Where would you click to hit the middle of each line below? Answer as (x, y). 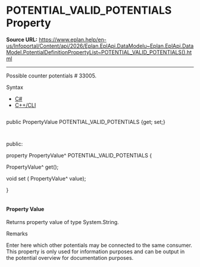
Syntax (15, 87)
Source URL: (22, 39)
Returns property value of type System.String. (62, 222)
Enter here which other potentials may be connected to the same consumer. (99, 246)
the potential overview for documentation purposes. (70, 258)
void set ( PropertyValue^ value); (46, 178)
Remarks (17, 234)
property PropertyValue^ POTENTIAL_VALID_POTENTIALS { (79, 155)
